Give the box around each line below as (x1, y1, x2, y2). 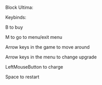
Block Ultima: (5, 5, 33, 10)
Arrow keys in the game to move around (5, 44, 90, 50)
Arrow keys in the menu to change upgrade (5, 54, 97, 60)
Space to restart (5, 74, 39, 80)
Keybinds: (5, 14, 27, 20)
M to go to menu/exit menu (5, 34, 63, 40)
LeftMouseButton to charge (5, 64, 63, 70)
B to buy (5, 24, 23, 30)
